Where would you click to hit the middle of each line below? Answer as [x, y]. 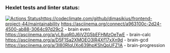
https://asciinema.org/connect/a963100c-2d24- [111, 24]
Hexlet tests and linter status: [42, 8]
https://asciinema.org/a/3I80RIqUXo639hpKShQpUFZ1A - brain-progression [85, 45]
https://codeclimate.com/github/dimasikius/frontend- [96, 19]
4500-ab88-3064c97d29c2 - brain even [48, 29]
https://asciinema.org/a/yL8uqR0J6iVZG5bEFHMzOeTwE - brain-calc [78, 35]
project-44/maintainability [33, 24]
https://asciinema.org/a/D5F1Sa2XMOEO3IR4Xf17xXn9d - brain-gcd [77, 40]
